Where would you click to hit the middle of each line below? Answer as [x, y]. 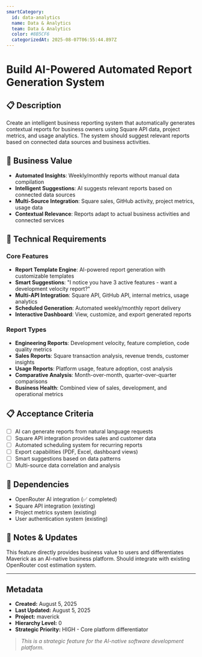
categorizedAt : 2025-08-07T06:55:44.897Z [64, 40]
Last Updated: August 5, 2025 [53, 610]
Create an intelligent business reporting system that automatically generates [101, 123]
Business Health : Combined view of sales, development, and [91, 388]
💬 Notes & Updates [42, 537]
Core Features [27, 257]
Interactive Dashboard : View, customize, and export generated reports [103, 314]
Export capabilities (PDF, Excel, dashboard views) [76, 452]
